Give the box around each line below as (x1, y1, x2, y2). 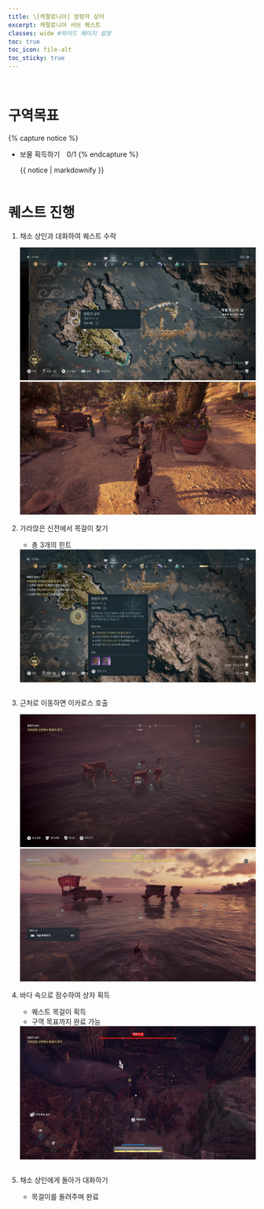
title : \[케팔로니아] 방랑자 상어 (8, 13, 104, 20)
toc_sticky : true (8, 54, 65, 62)
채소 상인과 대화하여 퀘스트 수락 (19, 231, 116, 240)
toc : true (8, 38, 41, 46)
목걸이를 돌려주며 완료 (31, 1192, 100, 1201)
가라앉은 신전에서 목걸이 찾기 (19, 523, 108, 533)
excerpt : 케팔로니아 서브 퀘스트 (8, 20, 101, 29)
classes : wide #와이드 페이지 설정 (8, 29, 112, 37)
